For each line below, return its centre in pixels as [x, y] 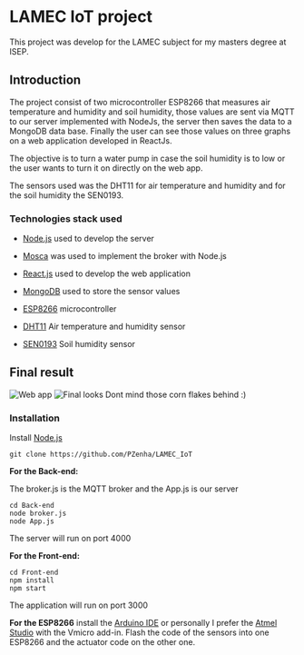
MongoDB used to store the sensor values [101, 292]
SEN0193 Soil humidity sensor [79, 344]
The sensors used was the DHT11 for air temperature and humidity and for [147, 185]
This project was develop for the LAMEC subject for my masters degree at [148, 42]
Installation [35, 418]
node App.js [32, 521]
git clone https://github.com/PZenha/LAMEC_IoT [101, 455]
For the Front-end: [44, 556]
